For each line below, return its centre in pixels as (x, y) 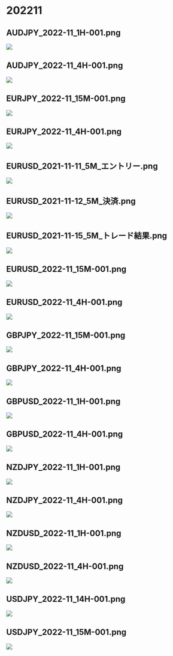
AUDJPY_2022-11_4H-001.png (65, 66)
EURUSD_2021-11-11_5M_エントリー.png (82, 166)
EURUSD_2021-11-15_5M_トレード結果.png (87, 236)
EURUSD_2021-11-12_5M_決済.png (71, 201)
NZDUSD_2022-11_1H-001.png (64, 533)
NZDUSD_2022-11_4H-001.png (65, 566)
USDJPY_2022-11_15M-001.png (66, 632)
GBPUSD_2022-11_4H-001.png (65, 434)
